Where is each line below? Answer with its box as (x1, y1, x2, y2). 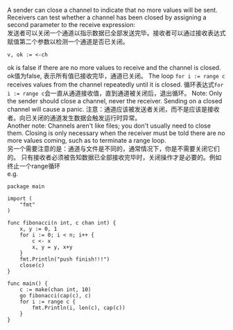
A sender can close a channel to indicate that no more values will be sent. (7, 6, 218, 14)
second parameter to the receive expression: (7, 21, 135, 28)
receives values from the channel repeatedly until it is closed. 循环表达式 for (7, 80, 224, 89)
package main (7, 183, 45, 190)
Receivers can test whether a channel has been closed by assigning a (7, 13, 207, 21)
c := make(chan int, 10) (19, 286, 92, 293)
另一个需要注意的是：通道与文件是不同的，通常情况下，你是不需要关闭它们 (7, 145, 220, 153)
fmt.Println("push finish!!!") (19, 256, 110, 263)
